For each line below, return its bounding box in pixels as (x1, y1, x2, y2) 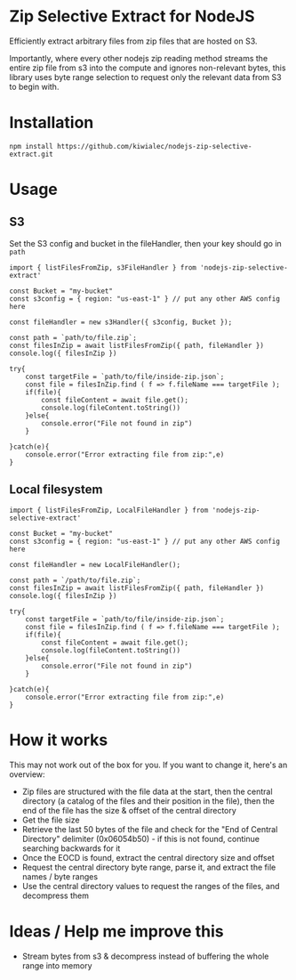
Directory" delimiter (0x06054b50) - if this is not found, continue (21, 833, 260, 844)
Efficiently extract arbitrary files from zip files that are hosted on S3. (9, 36, 258, 46)
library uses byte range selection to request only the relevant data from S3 (9, 71, 282, 82)
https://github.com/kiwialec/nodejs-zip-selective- (56, 142, 252, 150)
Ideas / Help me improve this (9, 921, 224, 941)
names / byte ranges (21, 871, 99, 882)
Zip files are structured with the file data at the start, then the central (21, 786, 273, 797)
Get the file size (21, 814, 80, 825)
